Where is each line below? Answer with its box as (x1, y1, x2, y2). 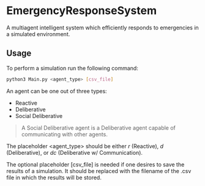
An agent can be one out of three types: (6, 87, 107, 95)
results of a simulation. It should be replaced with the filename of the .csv (6, 167, 192, 174)
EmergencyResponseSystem (6, 4, 157, 18)
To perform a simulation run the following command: (6, 64, 139, 72)
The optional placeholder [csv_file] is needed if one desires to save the (6, 160, 185, 168)
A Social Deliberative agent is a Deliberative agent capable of (21, 124, 176, 132)
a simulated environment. (6, 30, 70, 37)
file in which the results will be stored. (6, 174, 102, 181)
